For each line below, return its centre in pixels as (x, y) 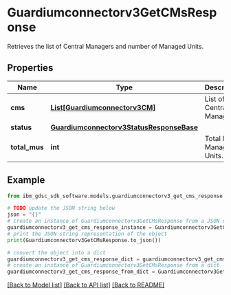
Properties (30, 68)
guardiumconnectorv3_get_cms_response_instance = (80, 228)
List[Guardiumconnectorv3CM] (103, 107)
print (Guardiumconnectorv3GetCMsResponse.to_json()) (84, 240)
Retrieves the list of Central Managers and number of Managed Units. (106, 46)
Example (26, 180)
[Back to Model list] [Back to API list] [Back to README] (86, 285)
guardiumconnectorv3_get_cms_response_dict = (73, 259)
